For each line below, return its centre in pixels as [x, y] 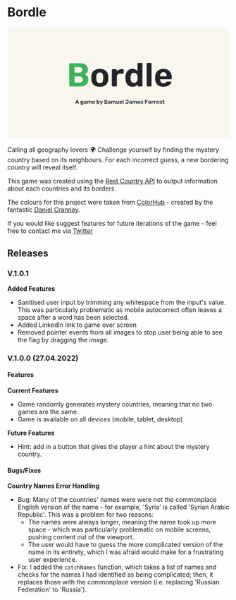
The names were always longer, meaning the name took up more [122, 522]
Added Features [31, 288]
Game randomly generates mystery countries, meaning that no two [115, 404]
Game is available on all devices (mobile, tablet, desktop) [100, 419]
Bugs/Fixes [24, 470]
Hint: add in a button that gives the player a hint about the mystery [113, 446]
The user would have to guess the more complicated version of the [125, 545]
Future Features [31, 433]
